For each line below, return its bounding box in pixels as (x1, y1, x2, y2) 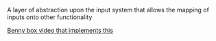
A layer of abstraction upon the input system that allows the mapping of (7, 6, 209, 14)
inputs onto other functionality (7, 13, 93, 21)
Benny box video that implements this (7, 27, 114, 34)
